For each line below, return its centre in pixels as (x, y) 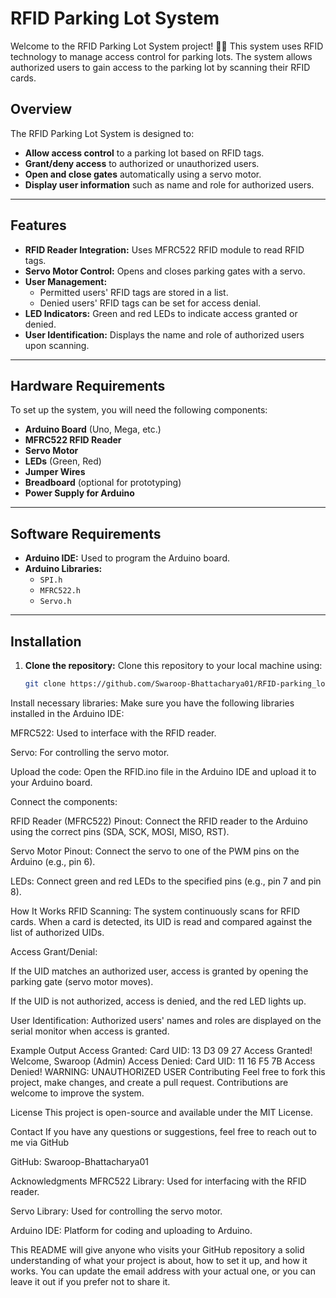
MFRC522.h (60, 591)
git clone (45, 684)
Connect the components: (64, 801)
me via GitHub (40, 1142)
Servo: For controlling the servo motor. (90, 752)
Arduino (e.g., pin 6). (53, 861)
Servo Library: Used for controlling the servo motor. (116, 1211)
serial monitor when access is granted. (90, 1031)
